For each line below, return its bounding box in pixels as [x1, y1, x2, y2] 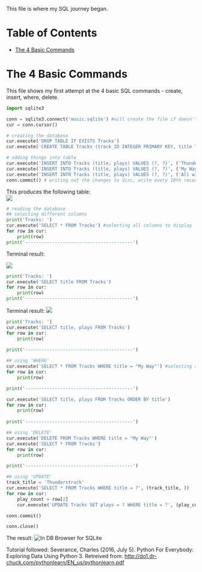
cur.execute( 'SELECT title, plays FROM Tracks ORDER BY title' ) [6, 396, 171, 403]
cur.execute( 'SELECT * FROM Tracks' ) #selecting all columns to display [6, 222, 192, 228]
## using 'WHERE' [6, 358, 50, 364]
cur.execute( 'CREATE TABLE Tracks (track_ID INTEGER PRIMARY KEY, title [6, 144, 192, 150]
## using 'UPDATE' [6, 474, 52, 480]
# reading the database [6, 206, 66, 212]
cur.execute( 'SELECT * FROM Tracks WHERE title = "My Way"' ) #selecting [6, 363, 192, 369]
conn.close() [6, 524, 39, 530]
